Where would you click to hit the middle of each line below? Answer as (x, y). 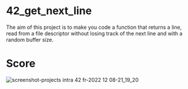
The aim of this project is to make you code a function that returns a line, (94, 27)
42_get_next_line (49, 11)
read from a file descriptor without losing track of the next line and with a (94, 33)
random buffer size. (30, 39)
